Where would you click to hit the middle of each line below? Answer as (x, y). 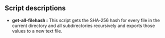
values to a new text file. (37, 31)
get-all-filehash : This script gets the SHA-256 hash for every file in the (86, 20)
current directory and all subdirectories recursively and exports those (83, 25)
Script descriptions (35, 8)
